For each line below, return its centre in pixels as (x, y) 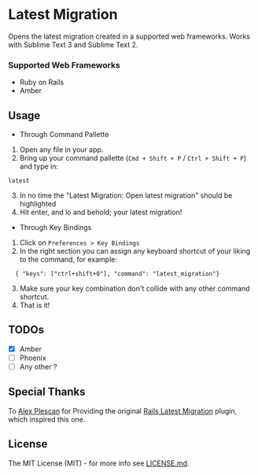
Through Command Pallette (64, 135)
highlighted (38, 204)
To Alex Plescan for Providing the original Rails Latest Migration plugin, (123, 410)
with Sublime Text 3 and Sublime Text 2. (73, 44)
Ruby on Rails (42, 82)
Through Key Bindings (55, 228)
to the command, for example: (68, 260)
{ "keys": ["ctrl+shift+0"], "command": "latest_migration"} (118, 274)
